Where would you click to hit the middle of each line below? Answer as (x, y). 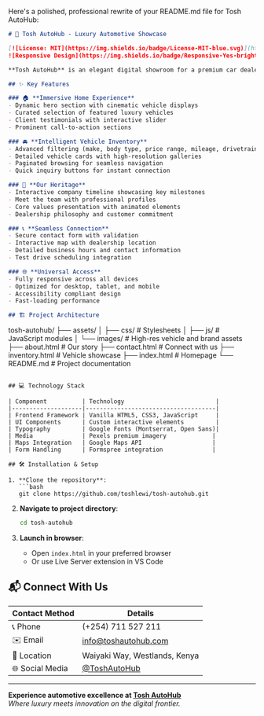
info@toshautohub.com (125, 641)
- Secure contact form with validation (73, 236)
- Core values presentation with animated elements (94, 207)
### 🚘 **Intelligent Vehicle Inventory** (78, 141)
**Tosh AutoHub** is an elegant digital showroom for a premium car (123, 70)
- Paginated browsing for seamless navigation (86, 163)
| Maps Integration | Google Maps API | (112, 443)
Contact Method (43, 613)
